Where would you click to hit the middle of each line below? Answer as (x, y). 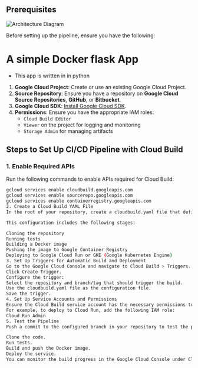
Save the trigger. (29, 294)
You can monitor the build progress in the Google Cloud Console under (96, 359)
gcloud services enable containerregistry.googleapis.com (79, 201)
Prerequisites (31, 10)
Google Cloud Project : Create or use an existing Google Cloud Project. (100, 87)
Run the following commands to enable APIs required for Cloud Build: (90, 179)
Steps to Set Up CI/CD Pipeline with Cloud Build (95, 150)
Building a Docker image (37, 245)
